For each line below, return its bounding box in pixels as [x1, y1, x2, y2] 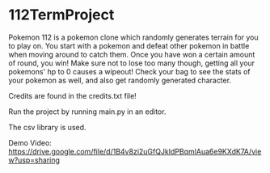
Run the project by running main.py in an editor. [8, 107, 167, 116]
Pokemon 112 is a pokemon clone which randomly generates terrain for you [8, 32, 259, 42]
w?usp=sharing [8, 155, 61, 165]
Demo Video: [8, 137, 53, 147]
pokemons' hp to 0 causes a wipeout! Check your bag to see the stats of [8, 66, 251, 76]
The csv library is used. [8, 122, 86, 132]
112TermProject [8, 6, 115, 24]
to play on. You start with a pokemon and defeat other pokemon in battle [8, 40, 250, 50]
